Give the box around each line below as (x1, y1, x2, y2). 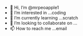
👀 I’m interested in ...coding (9, 10, 66, 16)
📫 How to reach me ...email (9, 26, 67, 31)
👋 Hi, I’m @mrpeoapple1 (9, 5, 59, 10)
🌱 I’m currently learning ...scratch (9, 15, 79, 20)
